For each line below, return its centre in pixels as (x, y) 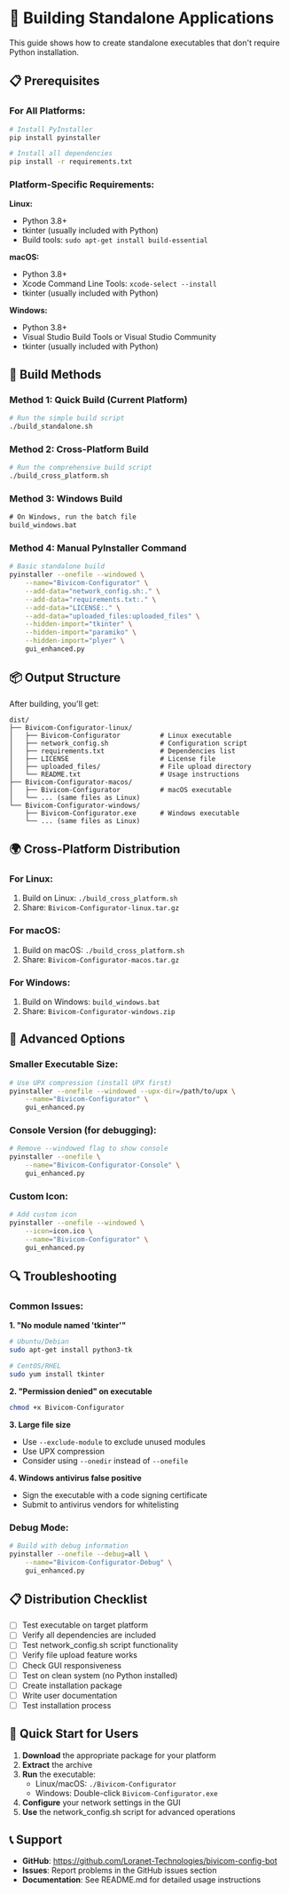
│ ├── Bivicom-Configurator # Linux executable (121, 735)
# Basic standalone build (57, 567)
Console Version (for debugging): (83, 1130)
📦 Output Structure (65, 678)
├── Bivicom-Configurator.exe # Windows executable (133, 813)
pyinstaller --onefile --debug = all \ (79, 1554)
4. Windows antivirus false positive (75, 1478)
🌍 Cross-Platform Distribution (95, 849)
